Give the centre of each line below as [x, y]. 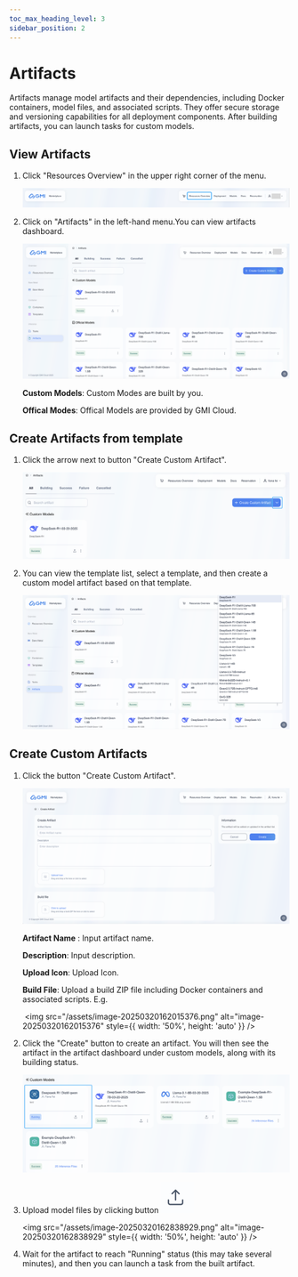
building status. [50, 1062]
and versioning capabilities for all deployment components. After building [143, 117]
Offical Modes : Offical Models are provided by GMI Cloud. [129, 410]
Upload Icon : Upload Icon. [70, 972]
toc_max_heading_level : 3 [57, 19]
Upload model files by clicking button [90, 1210]
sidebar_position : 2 [48, 28]
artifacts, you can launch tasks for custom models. [102, 126]
